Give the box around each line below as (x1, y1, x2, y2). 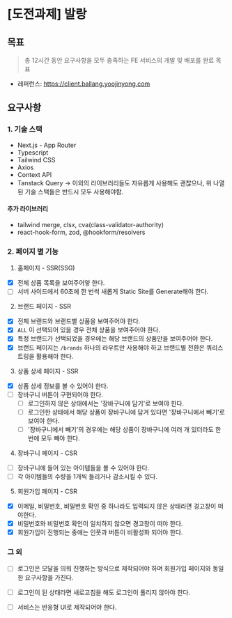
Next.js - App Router (17, 141, 77, 149)
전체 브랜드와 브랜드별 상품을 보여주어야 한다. (17, 317, 141, 325)
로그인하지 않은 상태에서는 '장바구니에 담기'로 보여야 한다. (27, 399, 185, 408)
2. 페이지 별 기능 (7, 247, 59, 256)
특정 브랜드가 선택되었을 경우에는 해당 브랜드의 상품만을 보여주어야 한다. (17, 334, 213, 343)
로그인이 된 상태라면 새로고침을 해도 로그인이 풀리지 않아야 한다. (17, 588, 190, 596)
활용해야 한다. (36, 352, 74, 360)
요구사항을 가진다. (24, 573, 74, 582)
